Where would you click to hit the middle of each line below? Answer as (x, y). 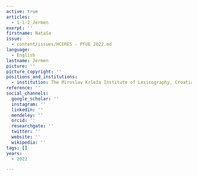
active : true (22, 11)
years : (14, 153)
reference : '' (24, 88)
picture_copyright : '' (34, 72)
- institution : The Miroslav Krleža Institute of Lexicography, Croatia (103, 83)
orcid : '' (23, 121)
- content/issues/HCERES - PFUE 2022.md (62, 45)
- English (23, 55)
